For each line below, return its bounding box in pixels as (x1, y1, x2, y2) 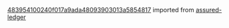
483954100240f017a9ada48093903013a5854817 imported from (7, 6, 195, 14)
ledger (7, 13, 27, 21)
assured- (195, 6, 223, 14)
